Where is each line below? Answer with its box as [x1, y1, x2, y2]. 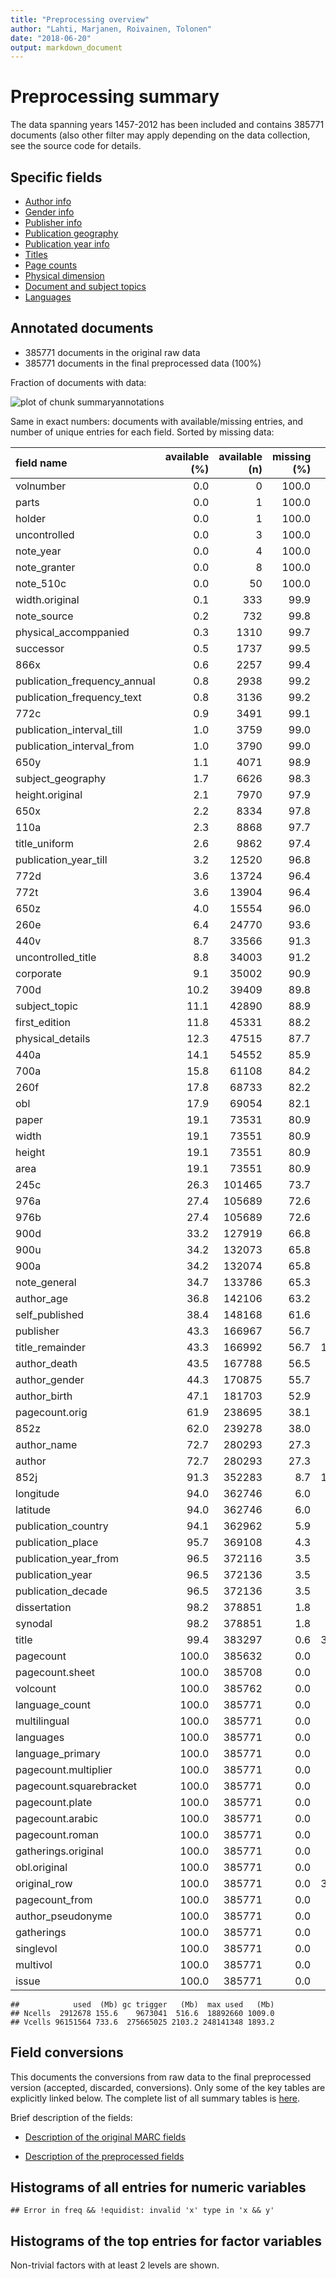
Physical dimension [24, 270, 105, 281]
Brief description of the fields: [10, 2111, 133, 2123]
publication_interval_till [15, 722, 123, 736]
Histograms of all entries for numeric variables [10, 2179, 307, 2196]
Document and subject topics [24, 281, 147, 292]
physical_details [15, 1031, 91, 1045]
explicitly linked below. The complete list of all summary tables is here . [10, 2092, 301, 2104]
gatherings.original [15, 1844, 104, 1858]
